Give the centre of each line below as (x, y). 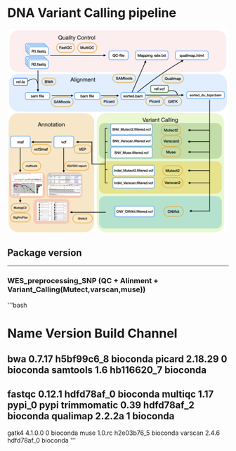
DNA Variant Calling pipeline (92, 13)
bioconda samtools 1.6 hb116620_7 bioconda (107, 370)
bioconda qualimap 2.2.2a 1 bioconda (91, 416)
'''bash (17, 305)
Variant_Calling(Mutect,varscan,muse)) (77, 289)
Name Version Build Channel (92, 333)
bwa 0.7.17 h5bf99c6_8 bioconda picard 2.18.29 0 (117, 359)
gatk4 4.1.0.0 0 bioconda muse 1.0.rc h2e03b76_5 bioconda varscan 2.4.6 (113, 433)
